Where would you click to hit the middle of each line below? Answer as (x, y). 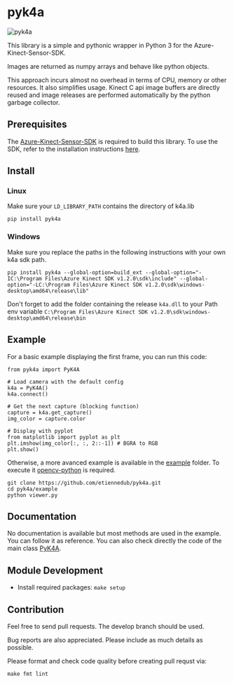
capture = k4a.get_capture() (50, 412)
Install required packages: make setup (71, 587)
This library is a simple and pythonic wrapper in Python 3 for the (100, 45)
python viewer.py (33, 495)
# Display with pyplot (40, 431)
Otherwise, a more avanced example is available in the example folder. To (113, 462)
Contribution (36, 610)
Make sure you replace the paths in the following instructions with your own (117, 252)
